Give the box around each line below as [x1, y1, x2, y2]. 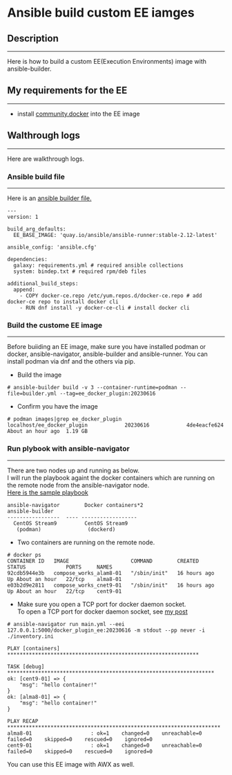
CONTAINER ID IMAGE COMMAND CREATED [7, 558, 199, 564]
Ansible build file [7, 172, 66, 181]
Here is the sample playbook [7, 488, 88, 497]
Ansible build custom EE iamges [7, 5, 195, 21]
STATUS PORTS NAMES [7, 563, 113, 571]
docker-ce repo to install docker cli [7, 298, 119, 305]
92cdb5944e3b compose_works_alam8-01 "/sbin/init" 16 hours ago [7, 569, 215, 576]
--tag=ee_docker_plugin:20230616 [59, 390, 156, 398]
